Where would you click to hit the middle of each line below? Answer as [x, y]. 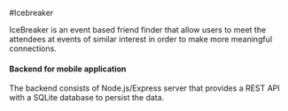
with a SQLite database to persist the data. [87, 98]
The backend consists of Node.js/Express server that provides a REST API [145, 88]
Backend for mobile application [68, 69]
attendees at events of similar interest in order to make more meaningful [141, 39]
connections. [33, 48]
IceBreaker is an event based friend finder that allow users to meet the [138, 30]
